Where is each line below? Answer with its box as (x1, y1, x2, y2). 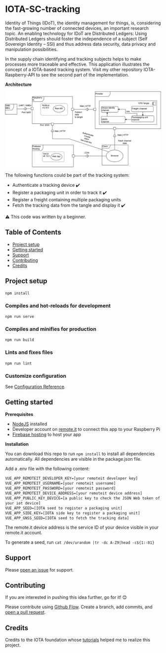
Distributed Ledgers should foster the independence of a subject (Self (5, 36, 148, 42)
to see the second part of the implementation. (36, 72, 129, 78)
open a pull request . (5, 609, 46, 615)
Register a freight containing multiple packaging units (12, 197, 121, 203)
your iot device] (5, 500, 41, 505)
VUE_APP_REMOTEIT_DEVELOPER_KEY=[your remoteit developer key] (5, 476, 138, 481)
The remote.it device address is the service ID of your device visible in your (5, 524, 159, 530)
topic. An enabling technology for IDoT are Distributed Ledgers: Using (5, 30, 147, 36)
